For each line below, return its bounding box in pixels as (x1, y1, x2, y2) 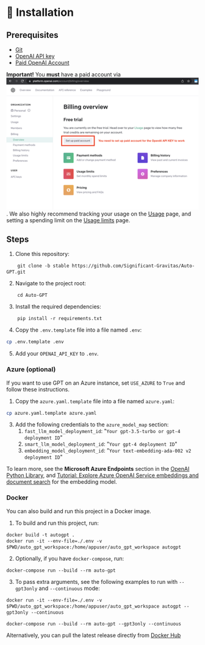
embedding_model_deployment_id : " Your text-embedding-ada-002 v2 (24, 447, 192, 454)
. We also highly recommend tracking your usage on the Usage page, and (6, 210, 192, 217)
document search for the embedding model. (6, 478, 117, 486)
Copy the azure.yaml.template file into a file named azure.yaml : (15, 397, 175, 405)
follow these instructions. (6, 385, 70, 393)
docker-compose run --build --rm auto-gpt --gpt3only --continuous (6, 621, 182, 627)
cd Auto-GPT (17, 293, 48, 299)
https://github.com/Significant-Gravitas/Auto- (71, 263, 195, 269)
